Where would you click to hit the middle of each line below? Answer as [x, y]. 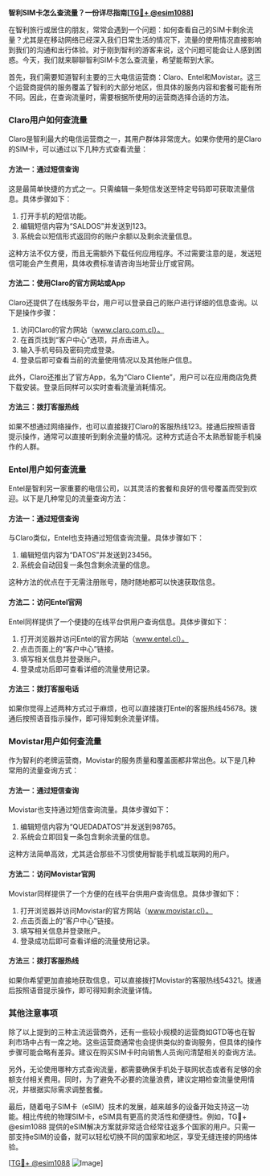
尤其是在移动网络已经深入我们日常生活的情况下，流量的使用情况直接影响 [142, 40]
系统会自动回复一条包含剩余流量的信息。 [87, 565]
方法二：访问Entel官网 [45, 602]
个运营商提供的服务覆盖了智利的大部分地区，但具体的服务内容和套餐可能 [128, 87]
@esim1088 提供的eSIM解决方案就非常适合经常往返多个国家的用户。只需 [129, 1127]
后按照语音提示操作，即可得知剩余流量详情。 [82, 990]
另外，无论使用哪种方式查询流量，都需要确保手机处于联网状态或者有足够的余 [135, 1070]
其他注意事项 [33, 1012]
